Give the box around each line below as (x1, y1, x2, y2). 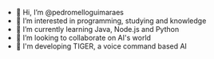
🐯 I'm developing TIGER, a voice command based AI (15, 41, 188, 51)
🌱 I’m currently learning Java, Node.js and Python (15, 25, 180, 33)
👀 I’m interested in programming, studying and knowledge (15, 16, 207, 26)
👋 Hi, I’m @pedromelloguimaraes (15, 8, 124, 17)
